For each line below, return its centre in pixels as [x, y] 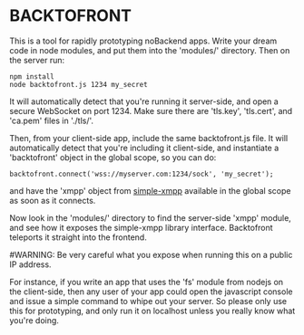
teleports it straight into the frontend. [78, 237]
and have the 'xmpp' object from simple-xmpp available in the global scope [150, 190]
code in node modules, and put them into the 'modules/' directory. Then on [150, 50]
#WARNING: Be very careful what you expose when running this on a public [151, 254]
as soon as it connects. [53, 200]
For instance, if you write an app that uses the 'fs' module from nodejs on [147, 282]
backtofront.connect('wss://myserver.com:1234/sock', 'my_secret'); [142, 174]
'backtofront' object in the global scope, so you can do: [113, 157]
